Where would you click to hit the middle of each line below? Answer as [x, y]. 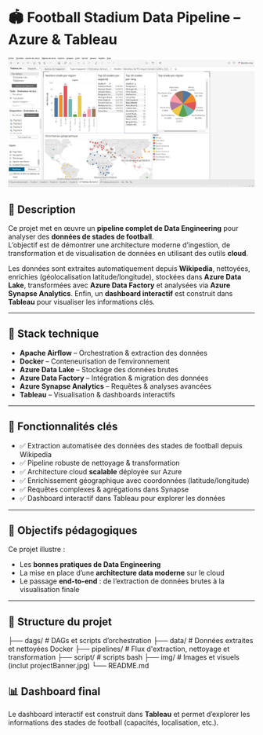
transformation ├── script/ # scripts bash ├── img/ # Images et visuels [124, 657]
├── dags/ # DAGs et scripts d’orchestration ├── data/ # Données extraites [131, 641]
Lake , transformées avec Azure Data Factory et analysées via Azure [119, 285]
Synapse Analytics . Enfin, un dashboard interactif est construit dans [121, 294]
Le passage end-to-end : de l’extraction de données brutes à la [122, 581]
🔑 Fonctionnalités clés [63, 427]
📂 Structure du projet [60, 622]
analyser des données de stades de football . [81, 237]
